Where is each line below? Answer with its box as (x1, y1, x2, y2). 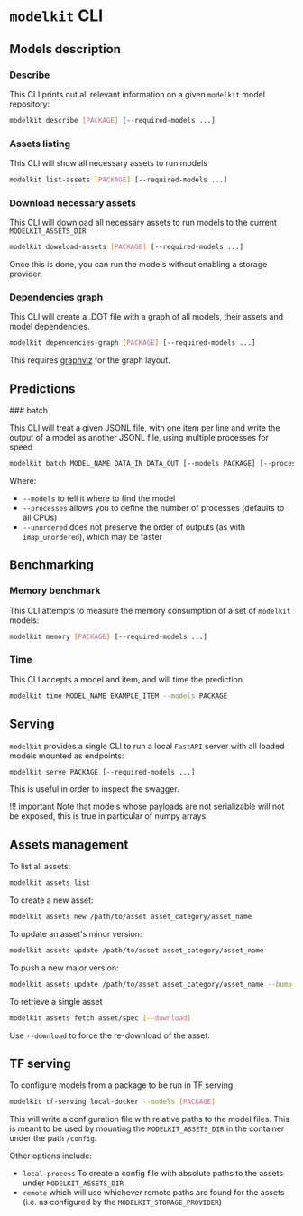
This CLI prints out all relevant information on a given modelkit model (9, 88, 266, 99)
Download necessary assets (9, 196, 137, 209)
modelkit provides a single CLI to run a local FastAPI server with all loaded (9, 740, 285, 751)
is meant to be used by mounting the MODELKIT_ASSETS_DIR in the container (9, 1123, 285, 1134)
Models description (9, 42, 122, 57)
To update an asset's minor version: (9, 928, 142, 939)
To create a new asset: (9, 895, 94, 905)
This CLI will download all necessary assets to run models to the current (9, 218, 278, 228)
